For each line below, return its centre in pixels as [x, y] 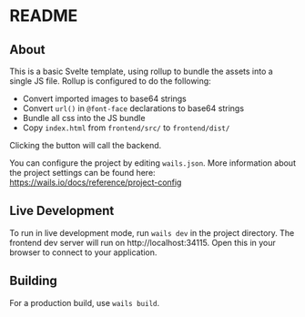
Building [33, 281]
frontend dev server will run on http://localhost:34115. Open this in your [142, 242]
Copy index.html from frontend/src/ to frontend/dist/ [126, 128]
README [44, 16]
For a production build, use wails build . [85, 302]
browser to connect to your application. [83, 252]
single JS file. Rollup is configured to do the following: [110, 81]
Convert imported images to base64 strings [104, 98]
